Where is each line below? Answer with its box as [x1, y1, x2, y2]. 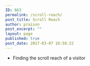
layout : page [5, 31, 33, 36]
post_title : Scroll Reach [5, 17, 60, 22]
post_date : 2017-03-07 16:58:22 [5, 41, 74, 46]
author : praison [5, 21, 40, 27]
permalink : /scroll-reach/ [5, 12, 63, 17]
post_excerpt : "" [5, 27, 42, 32]
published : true [5, 36, 40, 41]
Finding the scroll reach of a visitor [12, 55, 85, 61]
